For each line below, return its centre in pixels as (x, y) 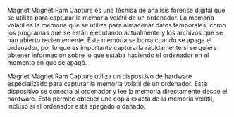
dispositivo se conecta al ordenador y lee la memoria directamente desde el (117, 91)
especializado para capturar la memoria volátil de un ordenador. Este (107, 84)
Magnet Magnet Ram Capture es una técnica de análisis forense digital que (116, 10)
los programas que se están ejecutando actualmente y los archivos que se (115, 32)
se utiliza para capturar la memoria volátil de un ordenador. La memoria (111, 18)
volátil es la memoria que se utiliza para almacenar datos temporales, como (117, 25)
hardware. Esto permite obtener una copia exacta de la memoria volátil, (111, 99)
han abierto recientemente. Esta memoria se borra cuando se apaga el (110, 40)
